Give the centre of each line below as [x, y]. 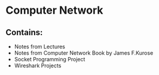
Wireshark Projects [38, 65]
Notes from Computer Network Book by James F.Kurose [84, 53]
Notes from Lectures [40, 46]
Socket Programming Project [50, 59]
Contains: [24, 32]
